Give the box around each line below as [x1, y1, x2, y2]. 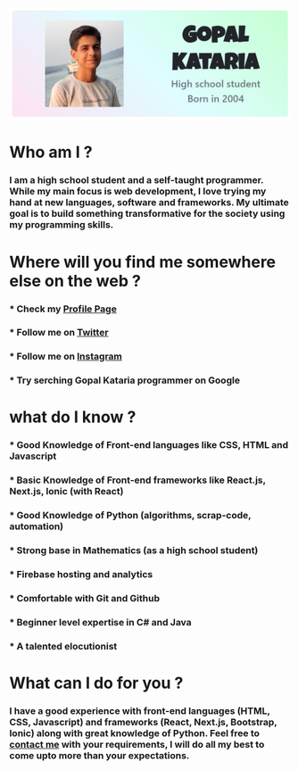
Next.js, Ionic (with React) [9, 485, 124, 498]
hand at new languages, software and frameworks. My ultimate [9, 196, 290, 209]
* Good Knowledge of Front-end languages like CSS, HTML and [9, 439, 289, 451]
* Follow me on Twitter [9, 327, 109, 339]
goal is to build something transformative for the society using [9, 208, 286, 220]
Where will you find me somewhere [9, 252, 277, 272]
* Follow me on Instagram [9, 351, 122, 363]
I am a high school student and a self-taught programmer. [9, 174, 264, 186]
